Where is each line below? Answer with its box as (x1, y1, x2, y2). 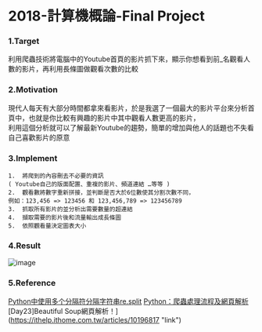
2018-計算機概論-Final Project (8, 7, 205, 25)
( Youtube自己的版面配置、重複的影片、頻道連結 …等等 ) (8, 181, 170, 188)
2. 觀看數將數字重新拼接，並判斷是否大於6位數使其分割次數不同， (8, 189, 195, 197)
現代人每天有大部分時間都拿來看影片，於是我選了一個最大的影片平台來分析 (8, 103, 248, 112)
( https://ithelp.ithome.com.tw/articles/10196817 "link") (8, 315, 182, 324)
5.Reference (8, 278, 56, 289)
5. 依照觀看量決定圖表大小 (8, 222, 87, 230)
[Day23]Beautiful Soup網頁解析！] (8, 306, 119, 316)
